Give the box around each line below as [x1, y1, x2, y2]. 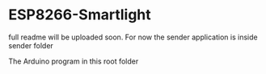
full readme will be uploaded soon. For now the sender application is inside [8, 32, 258, 42]
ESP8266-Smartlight [8, 6, 151, 24]
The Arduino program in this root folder [8, 56, 139, 66]
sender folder [8, 40, 54, 50]
